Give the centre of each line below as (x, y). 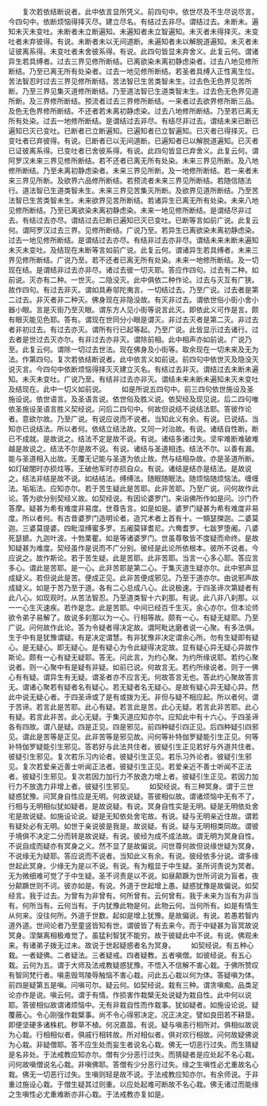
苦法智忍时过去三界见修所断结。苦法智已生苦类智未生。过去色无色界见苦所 (130, 81)
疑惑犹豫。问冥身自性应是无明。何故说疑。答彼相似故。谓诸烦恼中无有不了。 (133, 796)
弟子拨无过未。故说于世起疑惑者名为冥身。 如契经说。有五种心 (145, 945)
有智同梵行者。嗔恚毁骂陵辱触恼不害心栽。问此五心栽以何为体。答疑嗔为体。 (133, 975)
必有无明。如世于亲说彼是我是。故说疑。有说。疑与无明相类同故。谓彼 (144, 826)
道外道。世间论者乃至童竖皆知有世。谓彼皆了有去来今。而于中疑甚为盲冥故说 (133, 925)
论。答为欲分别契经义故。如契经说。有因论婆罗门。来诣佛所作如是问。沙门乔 (133, 498)
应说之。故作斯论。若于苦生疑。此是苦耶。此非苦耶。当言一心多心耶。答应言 (133, 558)
